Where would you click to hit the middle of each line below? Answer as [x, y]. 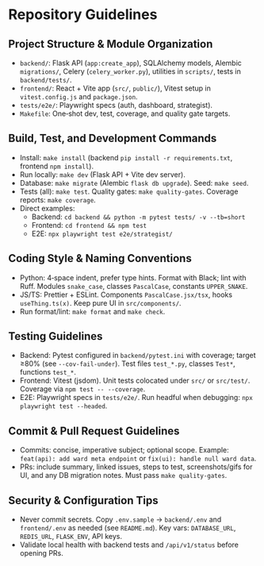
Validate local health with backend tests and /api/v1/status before [129, 545]
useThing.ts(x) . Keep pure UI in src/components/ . [100, 302]
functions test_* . [48, 372]
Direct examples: [47, 208]
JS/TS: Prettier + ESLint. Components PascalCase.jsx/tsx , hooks [126, 295]
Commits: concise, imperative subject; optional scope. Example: [124, 450]
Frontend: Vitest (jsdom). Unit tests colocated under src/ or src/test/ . [135, 381]
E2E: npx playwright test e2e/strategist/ [102, 233]
